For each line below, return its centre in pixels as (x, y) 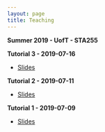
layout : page (26, 14)
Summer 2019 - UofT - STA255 (53, 40)
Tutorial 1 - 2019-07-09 (41, 108)
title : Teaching (31, 20)
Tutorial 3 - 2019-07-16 (41, 54)
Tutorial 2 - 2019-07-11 (41, 80)
